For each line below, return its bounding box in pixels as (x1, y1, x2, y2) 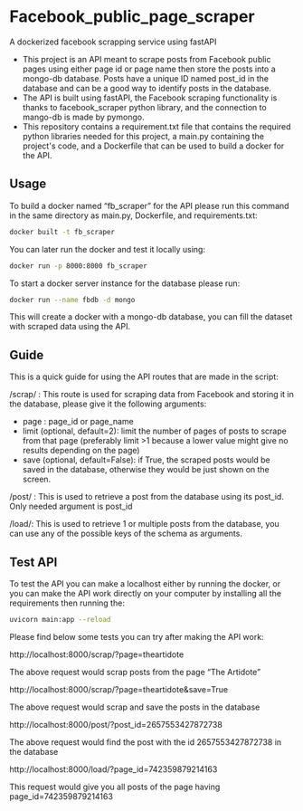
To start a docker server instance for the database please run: (9, 278, 241, 289)
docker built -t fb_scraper (9, 227, 116, 236)
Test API (9, 554, 58, 569)
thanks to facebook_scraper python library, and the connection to (22, 101, 267, 112)
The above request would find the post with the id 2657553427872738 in (9, 736, 282, 748)
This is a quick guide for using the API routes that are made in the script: (9, 371, 279, 382)
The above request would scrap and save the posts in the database (9, 701, 260, 712)
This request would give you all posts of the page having (9, 781, 221, 792)
